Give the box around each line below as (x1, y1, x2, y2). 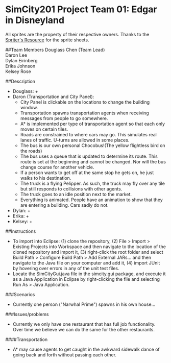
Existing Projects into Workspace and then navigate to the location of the (12, 244, 166, 250)
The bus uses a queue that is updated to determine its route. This (20, 153, 158, 159)
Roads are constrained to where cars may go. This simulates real (20, 131, 157, 137)
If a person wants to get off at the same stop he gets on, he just (20, 170, 154, 176)
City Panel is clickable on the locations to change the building (20, 99, 150, 105)
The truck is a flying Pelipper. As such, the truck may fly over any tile (20, 180, 165, 186)
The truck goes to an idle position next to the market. (20, 191, 132, 197)
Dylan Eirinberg (5, 57, 38, 63)
